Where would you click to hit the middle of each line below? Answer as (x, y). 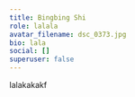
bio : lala (28, 43)
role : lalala (34, 26)
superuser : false (42, 59)
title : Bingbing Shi (48, 18)
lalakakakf (28, 85)
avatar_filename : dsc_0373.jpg (68, 34)
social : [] (30, 51)
